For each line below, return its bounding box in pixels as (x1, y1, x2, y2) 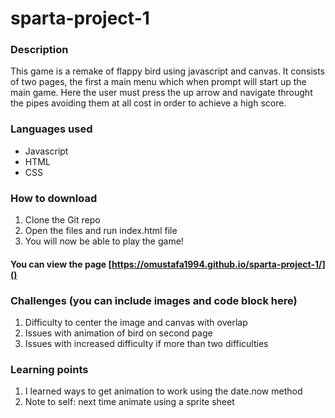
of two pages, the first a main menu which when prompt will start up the (10, 76, 307, 88)
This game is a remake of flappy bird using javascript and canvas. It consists (10, 65, 326, 77)
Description (10, 43, 69, 57)
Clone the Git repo (24, 214, 101, 226)
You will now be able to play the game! (24, 235, 184, 247)
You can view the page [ (10, 258, 113, 270)
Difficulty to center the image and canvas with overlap (24, 316, 248, 328)
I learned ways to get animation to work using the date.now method (24, 385, 303, 397)
